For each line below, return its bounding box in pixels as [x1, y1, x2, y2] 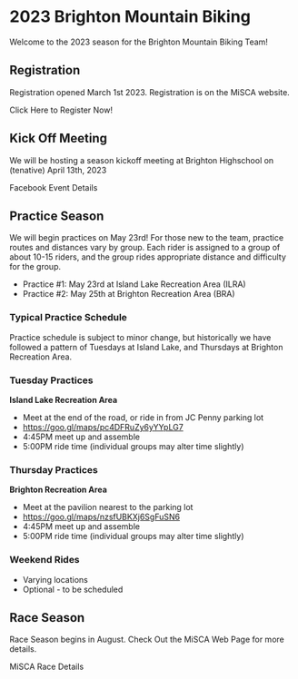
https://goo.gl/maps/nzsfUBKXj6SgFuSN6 [22, 511, 180, 523]
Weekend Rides [9, 554, 80, 566]
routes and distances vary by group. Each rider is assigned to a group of [9, 242, 281, 253]
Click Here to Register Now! [9, 104, 114, 115]
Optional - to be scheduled [22, 584, 124, 595]
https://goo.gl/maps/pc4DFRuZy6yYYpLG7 [22, 421, 184, 432]
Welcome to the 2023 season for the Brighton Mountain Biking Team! [9, 36, 268, 47]
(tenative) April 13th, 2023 [9, 164, 107, 175]
